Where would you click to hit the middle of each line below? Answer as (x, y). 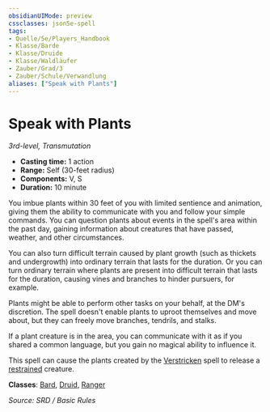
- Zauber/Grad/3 (36, 69)
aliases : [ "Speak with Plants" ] (63, 83)
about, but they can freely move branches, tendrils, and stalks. (112, 321)
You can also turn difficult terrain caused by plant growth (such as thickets (133, 253)
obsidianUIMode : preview (50, 16)
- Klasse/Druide (36, 53)
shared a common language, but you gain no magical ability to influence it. (133, 345)
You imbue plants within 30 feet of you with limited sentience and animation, (135, 203)
